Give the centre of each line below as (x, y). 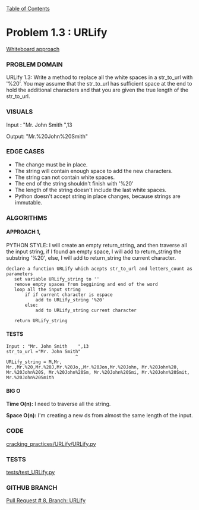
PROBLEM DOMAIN (35, 64)
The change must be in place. (51, 164)
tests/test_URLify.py (31, 472)
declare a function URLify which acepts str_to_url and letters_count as (99, 269)
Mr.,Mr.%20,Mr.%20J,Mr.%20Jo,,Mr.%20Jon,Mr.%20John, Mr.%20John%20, (93, 367)
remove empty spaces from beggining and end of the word (86, 284)
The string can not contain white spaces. (65, 177)
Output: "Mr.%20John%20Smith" (47, 136)
